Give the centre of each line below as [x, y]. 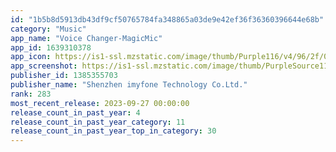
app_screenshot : [44, 66]
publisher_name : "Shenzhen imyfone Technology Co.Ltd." [129, 85]
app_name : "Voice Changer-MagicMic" [86, 38]
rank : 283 [31, 94]
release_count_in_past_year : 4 [75, 112]
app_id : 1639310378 [51, 47]
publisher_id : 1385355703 [64, 76]
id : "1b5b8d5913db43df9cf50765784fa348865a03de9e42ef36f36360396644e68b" [167, 19]
